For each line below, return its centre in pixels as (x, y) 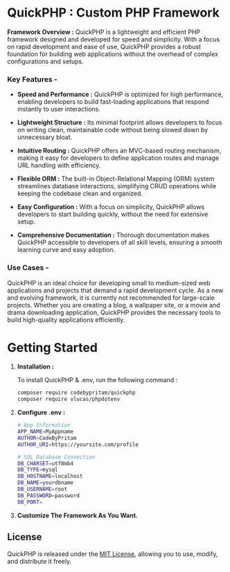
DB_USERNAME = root (42, 490)
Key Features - (32, 79)
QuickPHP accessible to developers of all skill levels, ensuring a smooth (120, 242)
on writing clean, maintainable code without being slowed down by (113, 130)
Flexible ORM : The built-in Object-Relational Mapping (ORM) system (116, 179)
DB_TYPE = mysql (37, 470)
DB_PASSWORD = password (48, 495)
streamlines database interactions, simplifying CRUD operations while (117, 186)
